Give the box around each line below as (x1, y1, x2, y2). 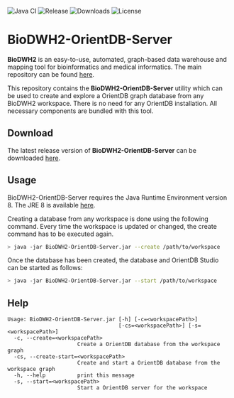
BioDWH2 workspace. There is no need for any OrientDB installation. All (7, 99, 218, 107)
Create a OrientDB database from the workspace (77, 341, 221, 348)
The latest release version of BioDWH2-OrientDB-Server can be (7, 146, 197, 154)
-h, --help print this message (13, 372, 135, 380)
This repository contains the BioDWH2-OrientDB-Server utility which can (7, 84, 223, 92)
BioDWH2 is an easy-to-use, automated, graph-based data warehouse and (7, 55, 227, 63)
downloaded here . (7, 154, 61, 162)
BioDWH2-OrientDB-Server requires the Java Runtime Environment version (7, 193, 228, 202)
